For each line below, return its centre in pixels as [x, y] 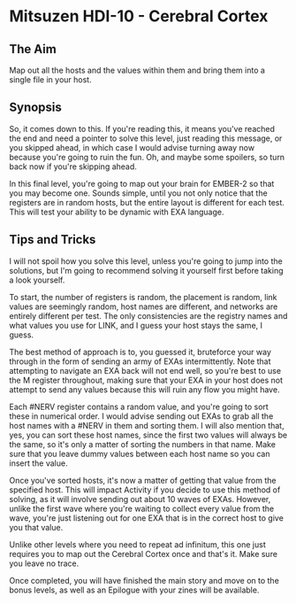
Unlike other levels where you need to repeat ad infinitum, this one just [138, 544]
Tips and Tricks [53, 240]
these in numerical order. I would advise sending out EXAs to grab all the [141, 416]
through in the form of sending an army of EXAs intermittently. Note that [140, 361]
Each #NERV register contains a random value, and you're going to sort [139, 407]
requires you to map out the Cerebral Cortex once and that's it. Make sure [144, 554]
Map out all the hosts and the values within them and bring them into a [137, 70]
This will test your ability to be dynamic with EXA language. [117, 212]
